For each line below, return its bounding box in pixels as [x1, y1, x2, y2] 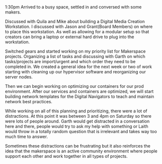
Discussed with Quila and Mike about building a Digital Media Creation [5, 19, 145, 24]
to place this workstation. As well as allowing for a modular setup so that [5, 29, 149, 34]
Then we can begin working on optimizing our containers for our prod [5, 83, 144, 89]
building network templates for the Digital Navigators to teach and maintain [5, 94, 155, 99]
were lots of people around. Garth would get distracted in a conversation [5, 118, 150, 124]
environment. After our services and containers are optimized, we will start [5, 89, 154, 94]
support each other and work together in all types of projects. [5, 153, 128, 159]
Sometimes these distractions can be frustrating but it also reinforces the [5, 143, 151, 149]
